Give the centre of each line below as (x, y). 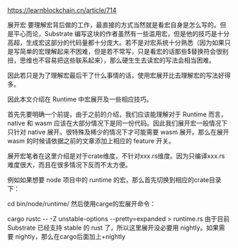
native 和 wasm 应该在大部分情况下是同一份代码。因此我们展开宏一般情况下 (118, 123)
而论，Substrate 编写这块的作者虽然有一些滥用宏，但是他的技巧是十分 (128, 34)
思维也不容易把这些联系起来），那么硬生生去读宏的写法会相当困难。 (117, 60)
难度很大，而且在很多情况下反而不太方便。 (69, 165)
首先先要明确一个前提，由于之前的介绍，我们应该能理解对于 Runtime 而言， (117, 114)
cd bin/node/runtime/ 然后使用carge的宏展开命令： (82, 204)
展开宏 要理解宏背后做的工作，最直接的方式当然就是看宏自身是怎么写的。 (114, 25)
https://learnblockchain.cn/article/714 (62, 10)
